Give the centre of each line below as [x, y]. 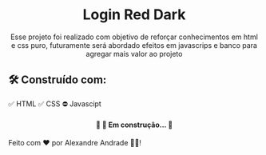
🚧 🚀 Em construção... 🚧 [134, 125]
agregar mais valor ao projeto [134, 54]
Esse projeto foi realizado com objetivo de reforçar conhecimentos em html [134, 37]
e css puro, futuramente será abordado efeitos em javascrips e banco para [134, 45]
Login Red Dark [134, 15]
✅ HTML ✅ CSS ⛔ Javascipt [55, 103]
